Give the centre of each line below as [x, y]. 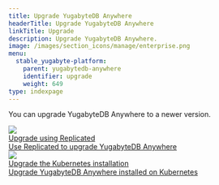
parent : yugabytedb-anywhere [72, 69]
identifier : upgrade [58, 76]
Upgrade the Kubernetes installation [69, 164]
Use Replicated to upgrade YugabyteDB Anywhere [92, 147]
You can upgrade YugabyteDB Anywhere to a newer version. [109, 114]
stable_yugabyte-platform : [61, 62]
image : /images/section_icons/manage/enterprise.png [99, 46]
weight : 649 [43, 84]
